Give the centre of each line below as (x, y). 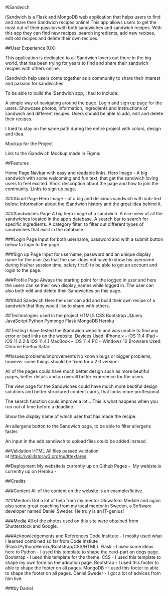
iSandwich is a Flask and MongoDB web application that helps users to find (83, 17)
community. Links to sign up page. (41, 189)
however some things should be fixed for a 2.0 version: (62, 361)
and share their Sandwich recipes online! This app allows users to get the (81, 22)
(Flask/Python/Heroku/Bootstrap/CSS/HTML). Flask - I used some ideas (79, 547)
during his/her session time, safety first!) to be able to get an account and (81, 265)
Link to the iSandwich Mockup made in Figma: (53, 153)
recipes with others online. (33, 68)
